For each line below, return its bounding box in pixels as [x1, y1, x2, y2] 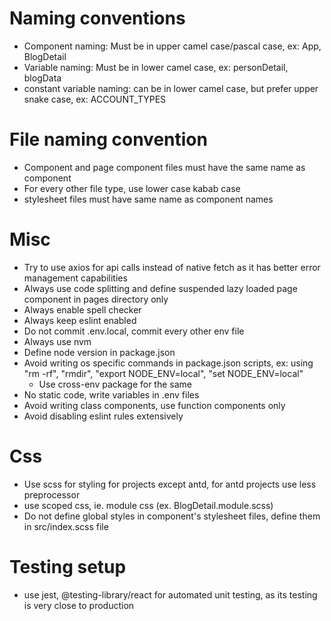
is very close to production [23, 599, 135, 611]
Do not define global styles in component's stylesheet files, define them [23, 510, 321, 522]
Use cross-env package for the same [38, 378, 192, 390]
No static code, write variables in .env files [23, 388, 200, 401]
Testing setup [9, 555, 127, 578]
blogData [23, 72, 62, 84]
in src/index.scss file [23, 520, 109, 532]
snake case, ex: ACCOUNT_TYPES [23, 93, 167, 105]
